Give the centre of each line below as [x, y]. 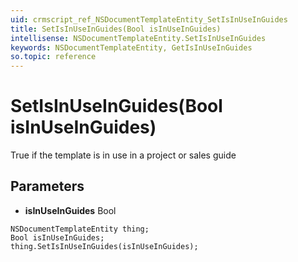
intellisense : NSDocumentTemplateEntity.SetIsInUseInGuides [138, 38]
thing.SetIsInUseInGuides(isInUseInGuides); [104, 246]
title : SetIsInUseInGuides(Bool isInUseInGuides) [116, 29]
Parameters [47, 186]
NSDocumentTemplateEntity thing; [80, 229]
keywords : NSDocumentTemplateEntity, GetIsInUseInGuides [131, 47]
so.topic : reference [53, 57]
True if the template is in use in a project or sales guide [123, 155]
